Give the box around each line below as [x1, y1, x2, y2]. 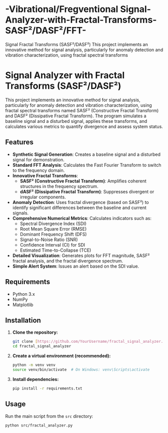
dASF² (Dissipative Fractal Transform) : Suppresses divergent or [20, 188, 154, 194]
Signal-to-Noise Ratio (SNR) [20, 237, 78, 243]
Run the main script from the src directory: [5, 413, 94, 419]
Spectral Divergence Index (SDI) [20, 221, 87, 227]
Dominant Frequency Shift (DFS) [20, 231, 87, 237]
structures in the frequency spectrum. [20, 183, 99, 189]
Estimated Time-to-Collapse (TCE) [20, 247, 91, 253]
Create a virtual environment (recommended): [12, 353, 111, 359]
